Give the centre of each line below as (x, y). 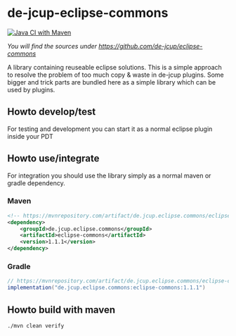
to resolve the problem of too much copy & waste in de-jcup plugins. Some (116, 75)
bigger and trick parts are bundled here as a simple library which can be (112, 82)
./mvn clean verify (36, 325)
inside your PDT (31, 136)
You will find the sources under (52, 46)
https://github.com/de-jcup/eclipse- (150, 46)
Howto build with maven (61, 310)
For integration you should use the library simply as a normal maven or (109, 175)
